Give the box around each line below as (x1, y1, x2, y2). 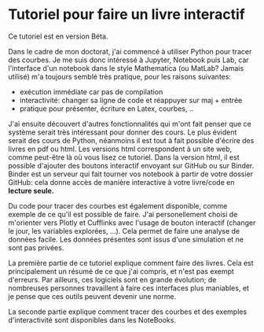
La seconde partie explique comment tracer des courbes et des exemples (8, 307, 247, 316)
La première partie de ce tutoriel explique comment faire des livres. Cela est (8, 258, 254, 267)
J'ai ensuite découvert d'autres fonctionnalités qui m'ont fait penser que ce (8, 119, 251, 128)
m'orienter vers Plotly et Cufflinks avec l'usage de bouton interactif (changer (8, 218, 256, 227)
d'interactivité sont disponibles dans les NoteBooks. (8, 315, 177, 324)
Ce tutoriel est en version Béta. (8, 31, 108, 41)
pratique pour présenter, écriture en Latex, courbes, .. (19, 104, 194, 113)
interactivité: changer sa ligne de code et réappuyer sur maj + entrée (19, 95, 243, 105)
